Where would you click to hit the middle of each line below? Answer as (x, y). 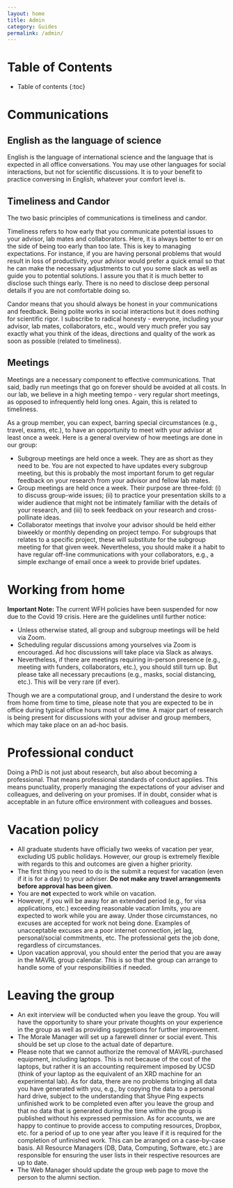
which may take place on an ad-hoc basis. (68, 725)
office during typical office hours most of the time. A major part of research (115, 709)
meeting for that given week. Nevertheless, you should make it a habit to (121, 547)
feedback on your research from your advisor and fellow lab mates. (114, 480)
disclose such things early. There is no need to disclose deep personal (109, 283)
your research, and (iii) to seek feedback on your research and (107, 510)
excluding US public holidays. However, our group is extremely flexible (118, 856)
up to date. (33, 1162)
